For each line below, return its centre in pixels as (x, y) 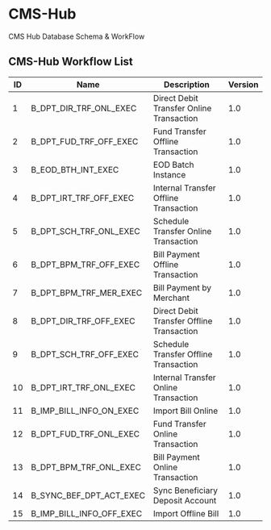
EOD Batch (173, 165)
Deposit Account (185, 500)
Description (187, 84)
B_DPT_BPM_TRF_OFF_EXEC (85, 265)
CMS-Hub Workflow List (71, 62)
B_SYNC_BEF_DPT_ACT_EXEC (88, 495)
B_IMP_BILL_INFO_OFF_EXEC (87, 513)
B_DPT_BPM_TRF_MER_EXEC (87, 293)
